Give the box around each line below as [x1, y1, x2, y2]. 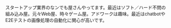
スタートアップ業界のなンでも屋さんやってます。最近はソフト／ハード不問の [5, 5, 166, 10]
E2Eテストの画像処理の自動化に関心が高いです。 [5, 17, 108, 23]
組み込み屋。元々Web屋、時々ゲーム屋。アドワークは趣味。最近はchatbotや [5, 11, 165, 17]
